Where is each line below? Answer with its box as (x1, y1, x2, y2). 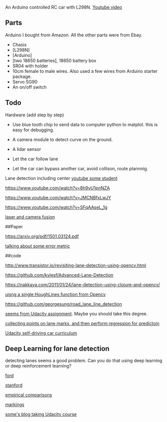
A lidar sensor (12, 146, 41, 152)
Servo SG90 (12, 78, 38, 84)
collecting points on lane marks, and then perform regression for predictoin (5, 320, 160, 326)
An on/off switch (12, 84, 47, 90)
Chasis (12, 41, 27, 47)
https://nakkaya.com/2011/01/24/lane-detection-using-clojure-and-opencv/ (5, 282, 161, 288)
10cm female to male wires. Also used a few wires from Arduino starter (12, 68, 158, 74)
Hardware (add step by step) (5, 112, 64, 118)
